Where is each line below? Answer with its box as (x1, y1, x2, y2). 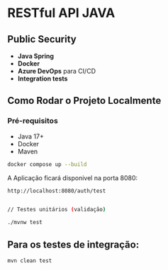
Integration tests (17, 74, 68, 83)
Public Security (7, 33, 77, 45)
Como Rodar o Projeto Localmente (7, 95, 162, 107)
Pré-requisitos (7, 116, 58, 126)
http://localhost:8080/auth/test (7, 187, 106, 194)
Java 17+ (17, 132, 44, 141)
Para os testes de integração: (7, 238, 140, 250)
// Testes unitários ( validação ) (7, 206, 106, 213)
